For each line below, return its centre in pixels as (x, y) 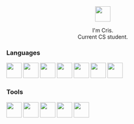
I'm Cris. (103, 30)
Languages (24, 53)
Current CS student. (103, 37)
